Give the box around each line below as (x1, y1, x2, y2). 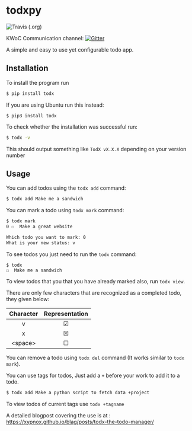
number (6, 152, 25, 159)
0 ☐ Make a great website (6, 224, 73, 230)
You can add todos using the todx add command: (6, 184, 126, 191)
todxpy (6, 4, 42, 17)
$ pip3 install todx (6, 113, 57, 119)
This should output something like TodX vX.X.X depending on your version (6, 145, 187, 152)
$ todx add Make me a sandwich (6, 196, 84, 202)
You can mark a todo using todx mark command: (6, 207, 124, 214)
